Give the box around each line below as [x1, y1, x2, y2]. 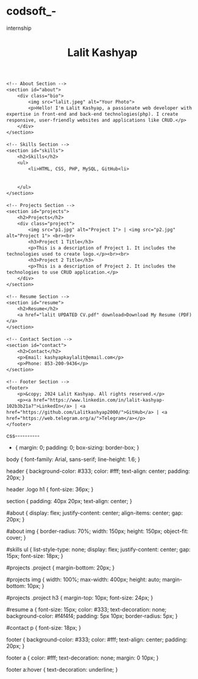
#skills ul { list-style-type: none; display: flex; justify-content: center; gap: [6, 546, 191, 553]
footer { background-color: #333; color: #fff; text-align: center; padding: [6, 636, 188, 643]
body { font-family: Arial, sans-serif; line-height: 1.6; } [6, 456, 141, 463]
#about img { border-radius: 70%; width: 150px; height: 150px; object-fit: [6, 528, 189, 535]
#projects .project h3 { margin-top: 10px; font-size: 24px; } [6, 594, 154, 602]
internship [6, 24, 32, 32]
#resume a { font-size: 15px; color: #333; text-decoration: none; [6, 606, 167, 613]
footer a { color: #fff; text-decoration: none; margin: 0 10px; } [6, 654, 159, 661]
